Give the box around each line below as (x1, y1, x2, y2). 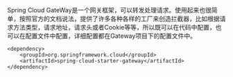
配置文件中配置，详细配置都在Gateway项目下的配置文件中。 (25, 32, 196, 40)
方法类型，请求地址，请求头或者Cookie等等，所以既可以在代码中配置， (12, 23, 216, 31)
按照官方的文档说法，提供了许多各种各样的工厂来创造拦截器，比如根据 (19, 14, 220, 23)
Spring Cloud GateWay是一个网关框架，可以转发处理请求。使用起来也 (7, 6, 206, 14)
